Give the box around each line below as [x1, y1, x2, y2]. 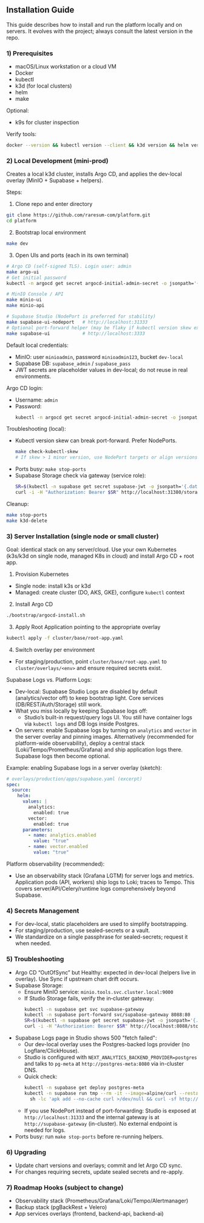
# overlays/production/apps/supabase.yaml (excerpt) [6, 776, 143, 782]
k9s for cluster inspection [15, 118, 80, 126]
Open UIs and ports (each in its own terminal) [15, 252, 129, 259]
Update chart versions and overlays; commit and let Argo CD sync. [15, 1162, 183, 1169]
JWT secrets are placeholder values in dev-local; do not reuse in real [15, 366, 188, 373]
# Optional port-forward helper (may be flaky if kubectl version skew [6, 324, 191, 331]
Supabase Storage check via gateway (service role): [15, 472, 146, 479]
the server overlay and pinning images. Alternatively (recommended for [15, 733, 194, 740]
